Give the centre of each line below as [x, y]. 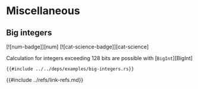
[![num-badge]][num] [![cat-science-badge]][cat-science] [77, 47]
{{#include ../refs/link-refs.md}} [45, 80]
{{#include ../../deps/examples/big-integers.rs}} [70, 69]
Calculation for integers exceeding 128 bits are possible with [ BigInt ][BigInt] [100, 58]
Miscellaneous [43, 11]
